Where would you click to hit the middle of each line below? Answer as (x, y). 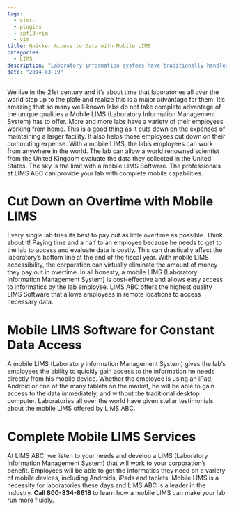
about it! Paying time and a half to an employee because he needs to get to (115, 243)
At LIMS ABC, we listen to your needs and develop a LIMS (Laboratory (108, 456)
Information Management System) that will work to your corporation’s (107, 463)
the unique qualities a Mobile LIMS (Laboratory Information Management (111, 114)
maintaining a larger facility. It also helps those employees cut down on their (116, 136)
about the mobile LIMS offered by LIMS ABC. (71, 409)
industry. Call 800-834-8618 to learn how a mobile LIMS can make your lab (116, 493)
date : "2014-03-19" (36, 72)
